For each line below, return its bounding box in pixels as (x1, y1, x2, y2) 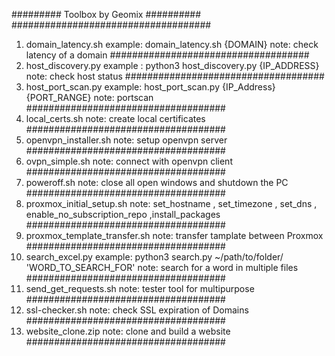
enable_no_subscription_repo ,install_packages (25, 209, 221, 220)
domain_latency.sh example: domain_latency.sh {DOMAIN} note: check (25, 39, 319, 50)
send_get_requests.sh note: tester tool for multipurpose (25, 283, 255, 294)
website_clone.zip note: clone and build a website (25, 325, 231, 337)
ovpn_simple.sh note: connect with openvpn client (25, 155, 233, 167)
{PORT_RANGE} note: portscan (25, 92, 154, 103)
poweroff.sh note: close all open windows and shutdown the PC (25, 177, 289, 188)
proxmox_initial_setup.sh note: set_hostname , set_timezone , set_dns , (25, 198, 318, 209)
